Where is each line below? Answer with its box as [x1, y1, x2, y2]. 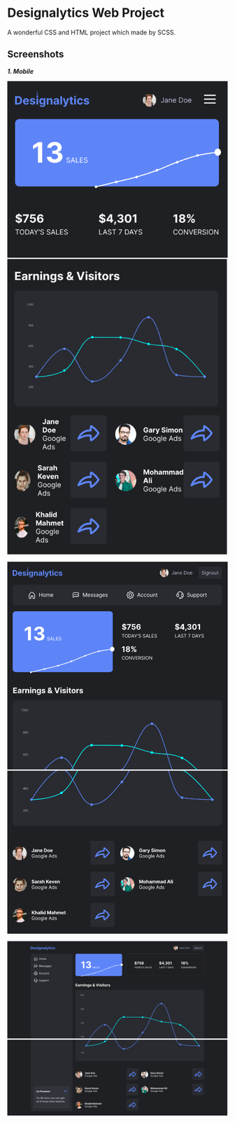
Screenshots [7, 48, 64, 60]
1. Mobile [7, 67, 34, 75]
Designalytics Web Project [7, 5, 165, 21]
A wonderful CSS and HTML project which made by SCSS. [7, 28, 176, 36]
